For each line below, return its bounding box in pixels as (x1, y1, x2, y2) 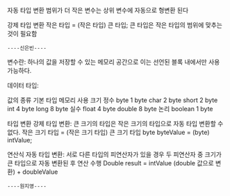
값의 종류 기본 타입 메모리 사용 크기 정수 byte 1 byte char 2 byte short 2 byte (7, 96, 218, 104)
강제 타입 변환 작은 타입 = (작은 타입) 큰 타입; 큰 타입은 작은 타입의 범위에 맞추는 (7, 21, 222, 29)
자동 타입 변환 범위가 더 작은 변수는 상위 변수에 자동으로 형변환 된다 (7, 6, 189, 14)
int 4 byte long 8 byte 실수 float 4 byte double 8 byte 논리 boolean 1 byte (7, 105, 213, 113)
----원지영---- (7, 183, 47, 190)
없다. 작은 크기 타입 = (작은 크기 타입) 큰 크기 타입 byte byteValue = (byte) (7, 128, 210, 136)
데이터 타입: (7, 81, 40, 89)
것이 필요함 (7, 30, 38, 38)
